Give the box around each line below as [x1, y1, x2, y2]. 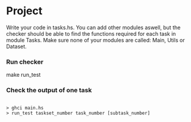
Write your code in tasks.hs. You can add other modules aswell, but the [6, 24, 181, 31]
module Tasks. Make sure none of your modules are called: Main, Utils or [6, 36, 185, 43]
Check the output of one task [6, 86, 92, 95]
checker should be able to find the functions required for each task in [6, 30, 176, 37]
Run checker [6, 58, 43, 66]
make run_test [6, 71, 41, 79]
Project [6, 4, 43, 18]
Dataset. [6, 43, 27, 50]
